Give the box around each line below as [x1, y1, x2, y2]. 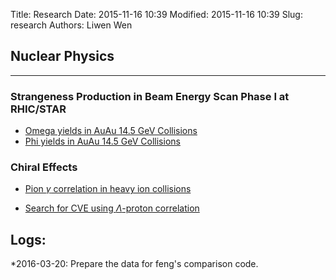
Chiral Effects [10, 160, 78, 174]
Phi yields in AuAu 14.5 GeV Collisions [24, 135, 181, 148]
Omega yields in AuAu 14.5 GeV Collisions [24, 125, 198, 137]
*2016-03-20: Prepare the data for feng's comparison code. [10, 258, 259, 270]
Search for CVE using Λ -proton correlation [24, 202, 200, 214]
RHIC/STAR [10, 102, 67, 116]
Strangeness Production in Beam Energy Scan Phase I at [10, 89, 290, 103]
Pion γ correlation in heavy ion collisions [24, 183, 192, 195]
